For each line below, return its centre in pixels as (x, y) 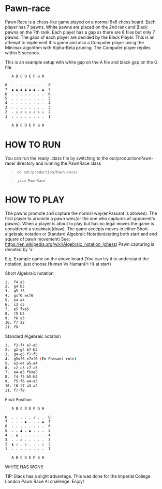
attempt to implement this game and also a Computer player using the (74, 42)
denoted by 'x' (19, 249)
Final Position (18, 399)
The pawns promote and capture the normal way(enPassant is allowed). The (81, 213)
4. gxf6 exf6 (19, 296)
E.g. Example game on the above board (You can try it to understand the (77, 259)
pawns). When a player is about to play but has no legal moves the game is (80, 223)
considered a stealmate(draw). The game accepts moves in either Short (77, 229)
